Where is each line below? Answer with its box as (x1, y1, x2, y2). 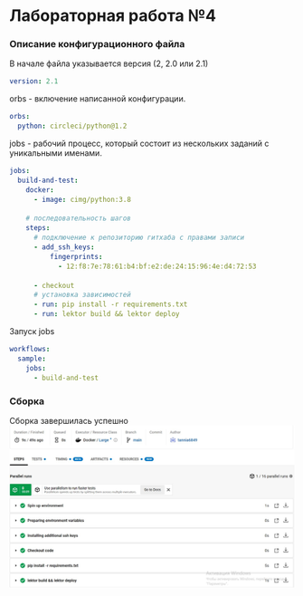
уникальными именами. (9, 148, 102, 159)
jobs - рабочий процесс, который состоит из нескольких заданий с (9, 138, 270, 149)
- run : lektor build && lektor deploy (33, 310, 180, 319)
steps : (25, 224, 51, 233)
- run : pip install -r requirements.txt (33, 300, 188, 309)
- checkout (33, 281, 75, 290)
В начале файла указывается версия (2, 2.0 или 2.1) (9, 58, 209, 69)
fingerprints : (49, 252, 103, 261)
